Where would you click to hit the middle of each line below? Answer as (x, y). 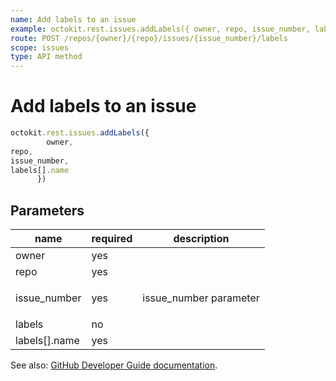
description (201, 239)
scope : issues (40, 47)
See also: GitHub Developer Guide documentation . (114, 365)
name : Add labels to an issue (73, 19)
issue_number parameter (201, 298)
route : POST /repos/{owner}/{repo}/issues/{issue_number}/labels (149, 38)
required (112, 239)
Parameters (47, 210)
